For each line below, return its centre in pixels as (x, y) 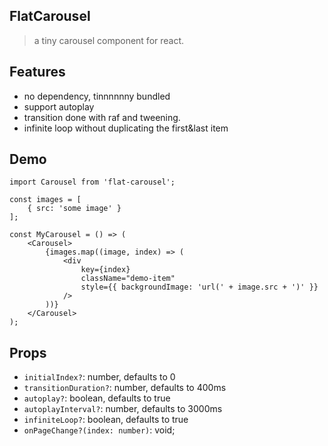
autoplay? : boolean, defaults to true (97, 398)
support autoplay (59, 106)
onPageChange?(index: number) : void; (99, 430)
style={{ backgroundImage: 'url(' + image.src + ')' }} (199, 287)
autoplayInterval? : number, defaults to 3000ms (123, 409)
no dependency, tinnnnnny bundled (97, 96)
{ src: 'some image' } (74, 209)
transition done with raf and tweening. (102, 117)
